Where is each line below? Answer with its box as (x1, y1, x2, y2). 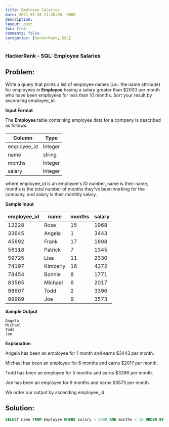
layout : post (5, 21, 33, 27)
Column (13, 134, 33, 141)
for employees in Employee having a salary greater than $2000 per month (5, 86, 160, 92)
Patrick (44, 246, 61, 253)
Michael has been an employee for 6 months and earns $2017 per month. (5, 360, 158, 366)
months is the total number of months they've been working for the (5, 185, 145, 192)
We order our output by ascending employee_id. (5, 389, 106, 395)
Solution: (5, 404, 34, 412)
